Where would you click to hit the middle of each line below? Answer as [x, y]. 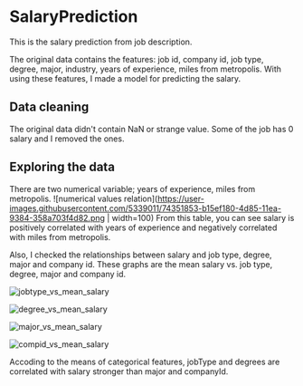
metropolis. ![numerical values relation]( [84, 198]
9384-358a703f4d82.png [57, 217]
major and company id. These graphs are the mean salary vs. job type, [141, 264]
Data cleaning [49, 107]
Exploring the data [62, 167]
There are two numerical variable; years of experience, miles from [133, 188]
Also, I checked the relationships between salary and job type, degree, [141, 255]
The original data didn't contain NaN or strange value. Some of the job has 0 [151, 129]
